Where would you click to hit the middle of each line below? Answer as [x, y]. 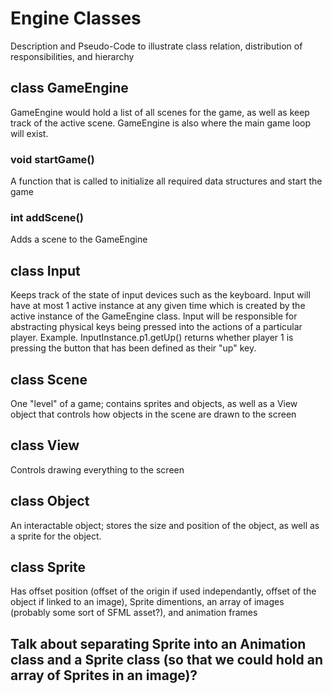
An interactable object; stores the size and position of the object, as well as [165, 525]
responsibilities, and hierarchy [72, 56]
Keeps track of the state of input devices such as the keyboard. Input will [160, 295]
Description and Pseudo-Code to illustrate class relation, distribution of [156, 46]
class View [45, 445]
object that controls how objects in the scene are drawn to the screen [153, 414]
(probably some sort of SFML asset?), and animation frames [134, 613]
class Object [50, 501]
